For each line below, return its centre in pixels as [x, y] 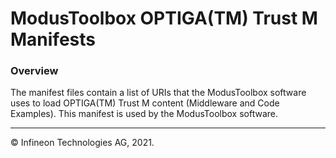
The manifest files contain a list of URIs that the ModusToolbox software [158, 93]
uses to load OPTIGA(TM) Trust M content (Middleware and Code [145, 103]
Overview [34, 71]
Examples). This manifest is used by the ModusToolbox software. [144, 114]
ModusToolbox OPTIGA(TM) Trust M [164, 18]
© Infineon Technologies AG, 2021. [82, 143]
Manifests [53, 39]
